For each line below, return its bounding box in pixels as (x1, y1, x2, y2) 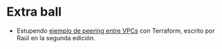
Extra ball (6, 4, 62, 20)
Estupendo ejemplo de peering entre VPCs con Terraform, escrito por (16, 27, 215, 35)
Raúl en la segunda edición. (16, 33, 96, 42)
